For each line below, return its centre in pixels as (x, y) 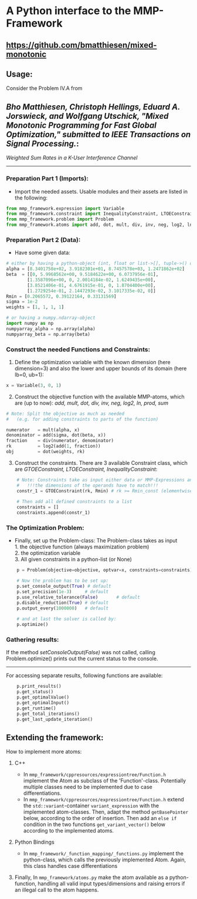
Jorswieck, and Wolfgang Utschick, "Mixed (87, 116)
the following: (31, 198)
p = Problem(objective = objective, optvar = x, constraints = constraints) (105, 570)
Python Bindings (34, 842)
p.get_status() (35, 692)
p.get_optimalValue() (43, 697)
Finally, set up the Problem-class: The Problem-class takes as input (96, 541)
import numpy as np (30, 324)
